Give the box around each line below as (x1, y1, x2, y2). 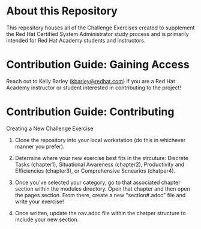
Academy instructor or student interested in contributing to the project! (6, 84, 181, 91)
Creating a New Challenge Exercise (6, 125, 94, 132)
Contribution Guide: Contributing (6, 105, 175, 119)
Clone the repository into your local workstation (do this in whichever (14, 136, 186, 143)
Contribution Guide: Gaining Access (6, 58, 190, 71)
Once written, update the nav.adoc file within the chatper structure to (14, 209, 186, 216)
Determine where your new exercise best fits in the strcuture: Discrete (14, 154, 189, 161)
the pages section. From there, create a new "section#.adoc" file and (14, 191, 186, 198)
